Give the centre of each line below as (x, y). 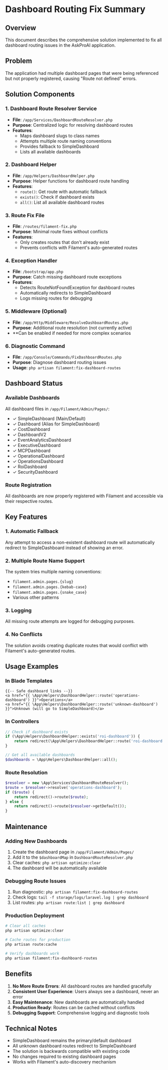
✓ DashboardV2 (29, 434)
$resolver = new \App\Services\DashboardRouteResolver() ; (67, 783)
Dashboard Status (34, 383)
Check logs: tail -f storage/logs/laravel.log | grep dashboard (80, 897)
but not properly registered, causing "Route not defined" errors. (71, 78)
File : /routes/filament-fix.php (44, 226)
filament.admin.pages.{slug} (43, 582)
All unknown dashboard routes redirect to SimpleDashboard (74, 1046)
